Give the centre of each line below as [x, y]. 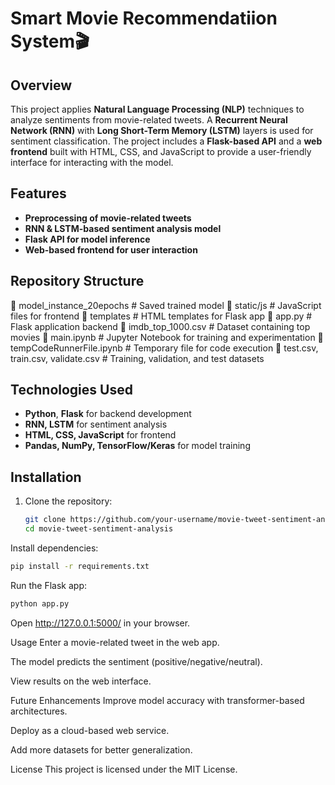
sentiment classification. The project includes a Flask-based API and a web [166, 141]
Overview [41, 85]
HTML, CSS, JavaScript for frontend [100, 435]
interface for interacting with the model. [92, 162]
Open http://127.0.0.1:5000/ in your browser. [100, 623]
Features [38, 193]
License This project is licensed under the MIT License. [124, 769]
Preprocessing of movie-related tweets [108, 218]
